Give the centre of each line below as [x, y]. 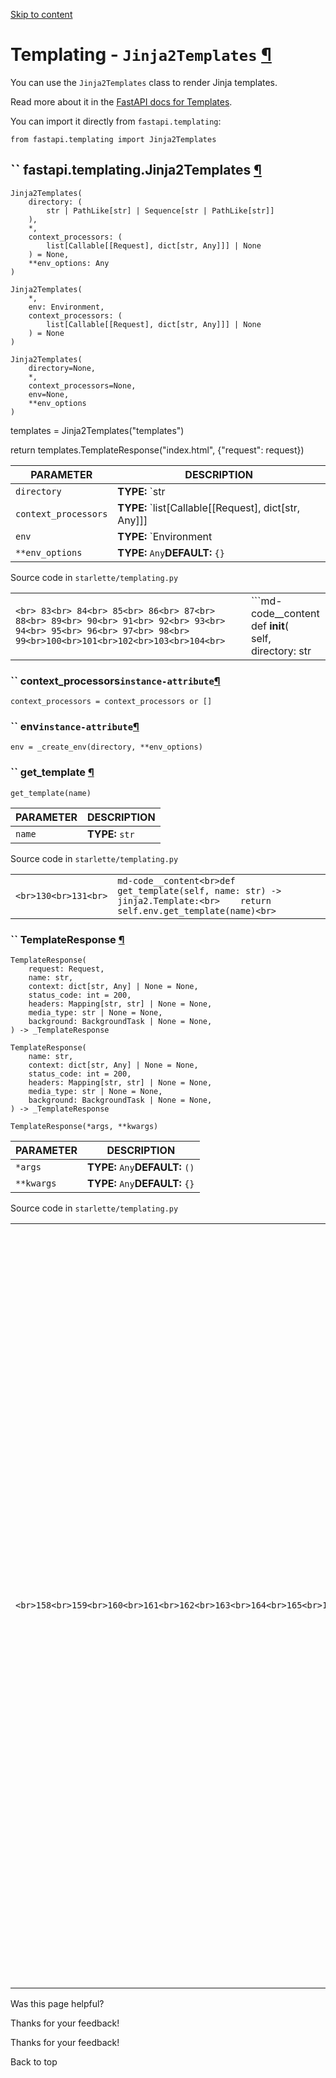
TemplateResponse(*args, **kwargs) [84, 1126]
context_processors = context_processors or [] [111, 702]
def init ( [270, 626]
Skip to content [41, 14]
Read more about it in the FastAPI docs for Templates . [121, 101]
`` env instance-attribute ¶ [75, 726]
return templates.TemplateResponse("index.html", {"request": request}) [157, 450]
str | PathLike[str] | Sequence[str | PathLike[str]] [160, 210]
